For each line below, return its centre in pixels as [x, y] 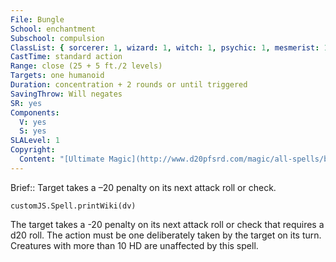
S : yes [33, 131]
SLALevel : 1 [35, 141]
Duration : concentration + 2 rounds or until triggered [129, 85]
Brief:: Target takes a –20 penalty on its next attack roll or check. [143, 187]
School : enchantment [53, 29]
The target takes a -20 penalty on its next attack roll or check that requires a [167, 224]
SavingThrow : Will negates [66, 94]
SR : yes [26, 103]
